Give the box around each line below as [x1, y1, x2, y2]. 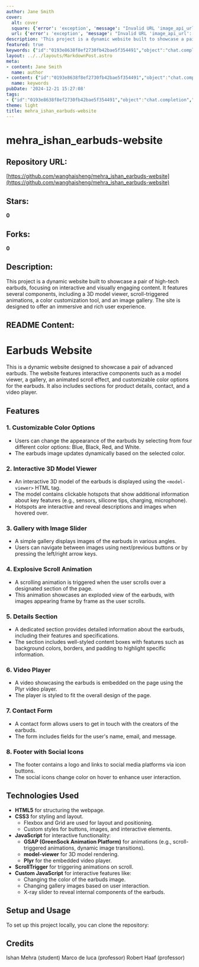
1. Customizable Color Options [6, 423, 95, 432]
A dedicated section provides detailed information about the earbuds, [14, 626, 185, 633]
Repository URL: [6, 157, 68, 167]
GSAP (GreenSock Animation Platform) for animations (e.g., [23, 838, 172, 845]
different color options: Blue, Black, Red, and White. [14, 443, 141, 451]
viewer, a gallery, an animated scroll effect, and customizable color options [6, 376, 189, 383]
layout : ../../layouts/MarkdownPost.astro [6, 53, 113, 59]
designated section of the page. [14, 585, 93, 592]
